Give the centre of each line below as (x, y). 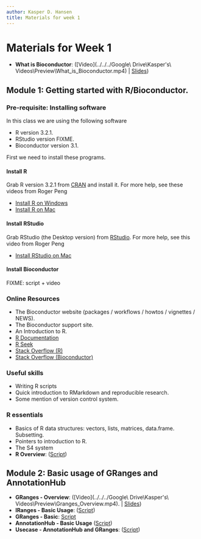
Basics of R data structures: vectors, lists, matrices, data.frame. (95, 428)
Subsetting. (30, 435)
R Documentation (37, 338)
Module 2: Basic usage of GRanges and (82, 474)
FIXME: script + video (33, 283)
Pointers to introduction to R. (51, 441)
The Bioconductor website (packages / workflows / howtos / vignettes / (105, 312)
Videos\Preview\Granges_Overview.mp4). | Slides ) (78, 504)
